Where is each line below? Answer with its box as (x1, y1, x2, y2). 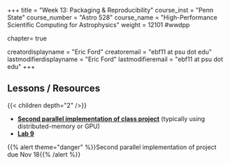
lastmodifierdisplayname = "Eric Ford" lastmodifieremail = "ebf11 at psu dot (7, 55, 224, 63)
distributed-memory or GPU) (17, 122, 100, 130)
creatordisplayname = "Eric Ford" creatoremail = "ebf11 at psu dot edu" (7, 48, 212, 56)
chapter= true (7, 34, 48, 42)
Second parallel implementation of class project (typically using (17, 114, 206, 123)
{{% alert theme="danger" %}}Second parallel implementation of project (7, 143, 217, 151)
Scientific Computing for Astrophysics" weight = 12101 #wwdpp (7, 21, 190, 29)
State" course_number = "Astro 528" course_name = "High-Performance (7, 13, 218, 22)
